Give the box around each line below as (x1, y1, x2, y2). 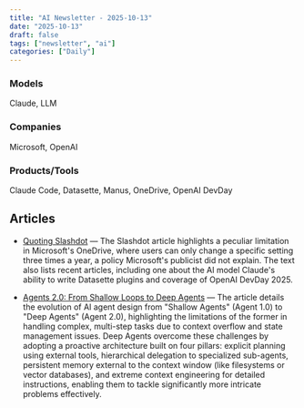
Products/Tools (9, 164, 79, 177)
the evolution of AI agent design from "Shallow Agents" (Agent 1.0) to (22, 301, 283, 312)
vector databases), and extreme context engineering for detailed (22, 369, 266, 380)
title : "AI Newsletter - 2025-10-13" (9, 13, 153, 23)
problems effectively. (22, 388, 102, 399)
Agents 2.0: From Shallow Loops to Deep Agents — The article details (22, 291, 285, 302)
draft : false (9, 30, 59, 39)
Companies (9, 120, 62, 133)
